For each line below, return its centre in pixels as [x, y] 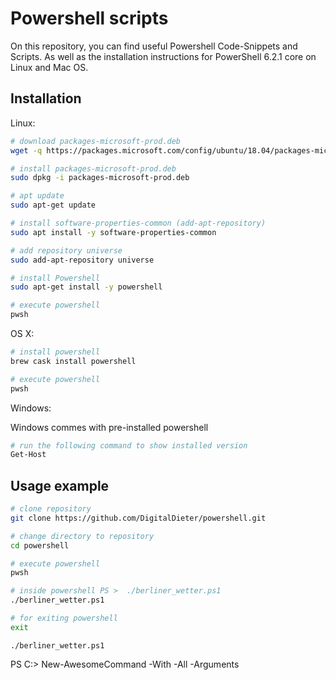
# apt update [37, 196]
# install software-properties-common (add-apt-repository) [138, 223]
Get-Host [28, 455]
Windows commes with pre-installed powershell [109, 427]
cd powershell [40, 545]
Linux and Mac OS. [49, 67]
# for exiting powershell [64, 618]
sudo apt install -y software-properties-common [113, 232]
